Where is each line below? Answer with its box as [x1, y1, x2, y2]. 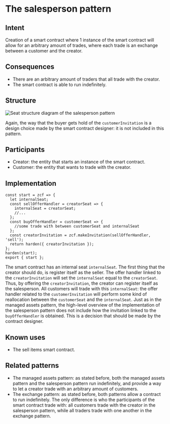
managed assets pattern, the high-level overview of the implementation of [5, 302, 160, 308]
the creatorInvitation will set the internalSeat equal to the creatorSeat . [5, 275, 158, 281]
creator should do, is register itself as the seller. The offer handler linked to [5, 269, 161, 276]
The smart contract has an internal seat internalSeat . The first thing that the [5, 264, 165, 270]
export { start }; [5, 255, 44, 260]
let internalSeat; [10, 197, 49, 202]
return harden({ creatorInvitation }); [10, 242, 94, 247]
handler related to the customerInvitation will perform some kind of [5, 291, 147, 297]
